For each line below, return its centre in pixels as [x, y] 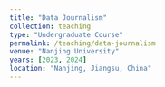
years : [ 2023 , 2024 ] [49, 60]
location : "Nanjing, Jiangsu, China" [81, 69]
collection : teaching [50, 26]
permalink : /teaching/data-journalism [82, 43]
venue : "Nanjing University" [64, 52]
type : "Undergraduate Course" [67, 34]
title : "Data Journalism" [58, 18]
